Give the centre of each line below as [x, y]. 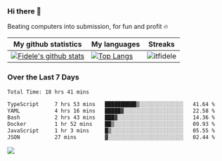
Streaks [162, 44]
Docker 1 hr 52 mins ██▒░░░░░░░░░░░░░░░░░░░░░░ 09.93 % [111, 124]
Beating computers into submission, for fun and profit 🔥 [88, 27]
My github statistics [47, 44]
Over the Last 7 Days [43, 77]
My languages [116, 44]
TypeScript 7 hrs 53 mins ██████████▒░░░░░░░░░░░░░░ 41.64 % [111, 105]
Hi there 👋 [25, 11]
